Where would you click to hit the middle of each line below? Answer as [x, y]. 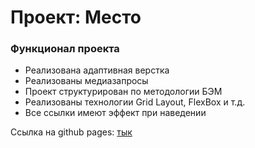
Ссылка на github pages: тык [71, 132]
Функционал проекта [65, 49]
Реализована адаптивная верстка [97, 70]
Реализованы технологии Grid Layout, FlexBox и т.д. [135, 102]
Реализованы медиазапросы [86, 81]
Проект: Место [76, 17]
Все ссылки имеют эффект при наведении [115, 113]
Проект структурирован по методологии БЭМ [123, 92]
